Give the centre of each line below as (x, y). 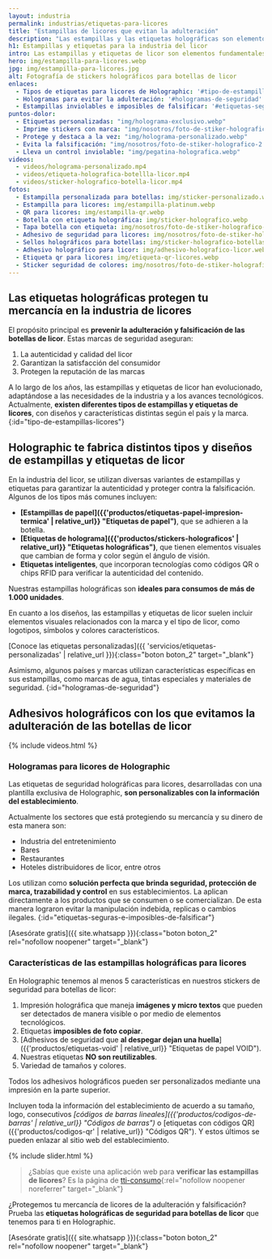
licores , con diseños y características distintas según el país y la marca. (129, 413)
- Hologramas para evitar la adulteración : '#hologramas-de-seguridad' (139, 99)
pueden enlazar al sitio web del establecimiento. (89, 1140)
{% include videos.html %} (53, 745)
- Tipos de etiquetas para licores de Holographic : (105, 91)
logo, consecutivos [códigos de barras (73, 1114)
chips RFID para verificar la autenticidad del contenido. (112, 573)
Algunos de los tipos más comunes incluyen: (83, 497)
